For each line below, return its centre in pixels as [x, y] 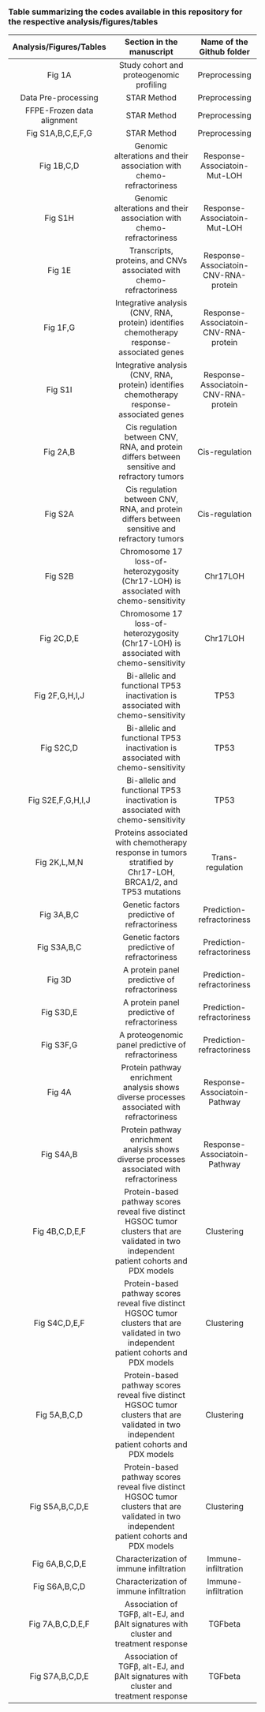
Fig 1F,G [59, 328]
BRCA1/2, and [151, 882]
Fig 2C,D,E [59, 639]
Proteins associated [151, 833]
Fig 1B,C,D [59, 166]
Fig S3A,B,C [59, 947]
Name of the [224, 42]
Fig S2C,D [60, 748]
